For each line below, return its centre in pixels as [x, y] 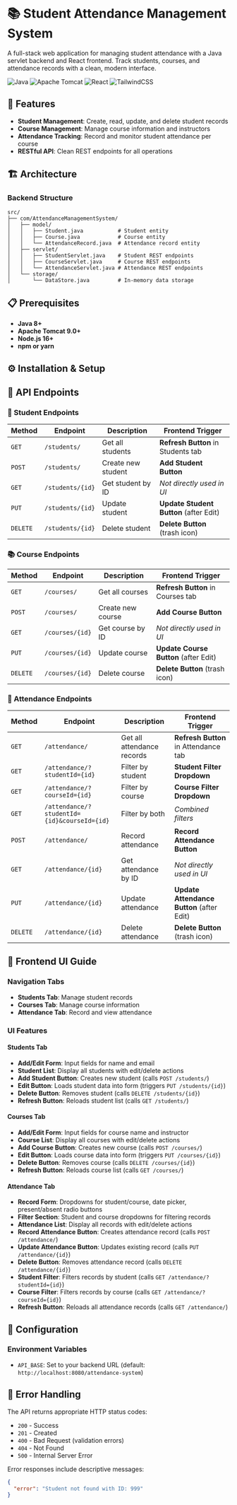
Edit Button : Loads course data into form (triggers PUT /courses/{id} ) [119, 1155]
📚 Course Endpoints [43, 554]
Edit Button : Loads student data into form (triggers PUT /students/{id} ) [122, 1085]
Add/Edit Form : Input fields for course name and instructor [103, 1132]
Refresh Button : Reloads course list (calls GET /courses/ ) [101, 1170]
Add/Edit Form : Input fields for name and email [86, 1063]
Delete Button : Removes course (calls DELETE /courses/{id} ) [106, 1162]
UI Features [28, 1031]
